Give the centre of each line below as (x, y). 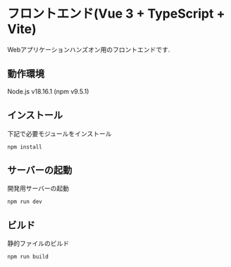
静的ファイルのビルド (38, 244)
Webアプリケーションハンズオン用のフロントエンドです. (89, 49)
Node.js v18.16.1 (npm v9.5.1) (48, 91)
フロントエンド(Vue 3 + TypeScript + (116, 14)
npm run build (28, 257)
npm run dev (25, 202)
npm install (25, 147)
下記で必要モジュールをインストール (60, 133)
